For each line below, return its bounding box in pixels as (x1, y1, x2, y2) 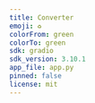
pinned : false (9, 72, 63, 81)
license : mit (9, 80, 58, 89)
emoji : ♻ (9, 21, 42, 30)
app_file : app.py (9, 64, 74, 73)
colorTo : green (9, 38, 66, 47)
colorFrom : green (9, 30, 74, 39)
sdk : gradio (9, 47, 54, 56)
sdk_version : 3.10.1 (9, 55, 87, 64)
